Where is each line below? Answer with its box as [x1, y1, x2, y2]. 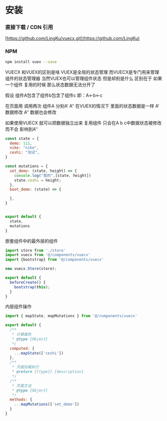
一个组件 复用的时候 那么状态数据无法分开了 [5, 81, 95, 88]
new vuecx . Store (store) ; [5, 266, 57, 271]
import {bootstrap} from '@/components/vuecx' [5, 257, 104, 262]
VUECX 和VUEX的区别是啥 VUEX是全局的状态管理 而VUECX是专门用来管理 [5, 69, 159, 75]
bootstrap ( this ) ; [14, 284, 50, 290]
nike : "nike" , [9, 145, 39, 150]
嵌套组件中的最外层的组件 [5, 238, 58, 244]
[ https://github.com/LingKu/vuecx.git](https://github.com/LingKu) [5, 36, 140, 42]
